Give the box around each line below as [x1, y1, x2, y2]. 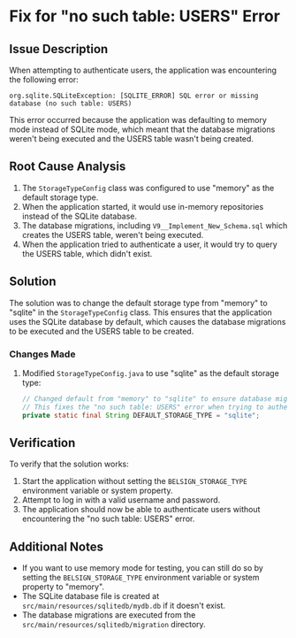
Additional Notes [9, 539, 104, 554]
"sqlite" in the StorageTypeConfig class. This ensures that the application [9, 307, 272, 318]
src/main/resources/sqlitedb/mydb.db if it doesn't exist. [21, 600, 226, 611]
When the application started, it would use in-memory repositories [21, 201, 264, 211]
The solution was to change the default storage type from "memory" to [9, 297, 268, 308]
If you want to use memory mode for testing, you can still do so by [21, 563, 263, 573]
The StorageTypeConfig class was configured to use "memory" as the [21, 182, 275, 193]
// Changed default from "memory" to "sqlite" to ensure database [21, 394, 272, 404]
